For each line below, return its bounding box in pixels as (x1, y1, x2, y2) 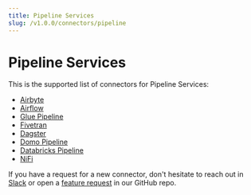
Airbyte (19, 95, 45, 104)
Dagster (19, 129, 46, 138)
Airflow (19, 103, 44, 113)
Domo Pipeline (19, 137, 69, 147)
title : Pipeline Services (8, 11, 94, 20)
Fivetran (19, 120, 48, 130)
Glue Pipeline (19, 112, 64, 122)
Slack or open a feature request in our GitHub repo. (8, 178, 177, 188)
